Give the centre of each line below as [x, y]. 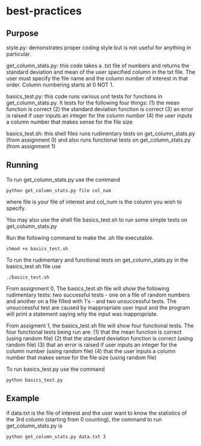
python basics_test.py [34, 380]
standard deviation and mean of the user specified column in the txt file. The [101, 72]
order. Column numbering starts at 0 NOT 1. [60, 85]
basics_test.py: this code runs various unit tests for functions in [85, 96]
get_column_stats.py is [34, 426]
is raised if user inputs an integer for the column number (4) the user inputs [99, 116]
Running [22, 165]
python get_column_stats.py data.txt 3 [56, 436]
